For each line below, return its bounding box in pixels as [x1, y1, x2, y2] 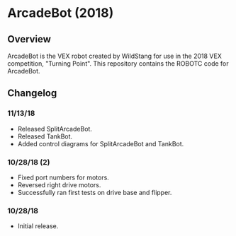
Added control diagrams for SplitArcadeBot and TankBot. [17, 139, 184, 148]
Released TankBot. [17, 132, 73, 141]
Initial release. [17, 222, 59, 230]
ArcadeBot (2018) [7, 5, 114, 21]
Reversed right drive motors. [17, 180, 101, 189]
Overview [7, 33, 52, 45]
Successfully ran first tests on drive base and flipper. [17, 188, 172, 196]
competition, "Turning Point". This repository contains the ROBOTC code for [7, 59, 229, 68]
